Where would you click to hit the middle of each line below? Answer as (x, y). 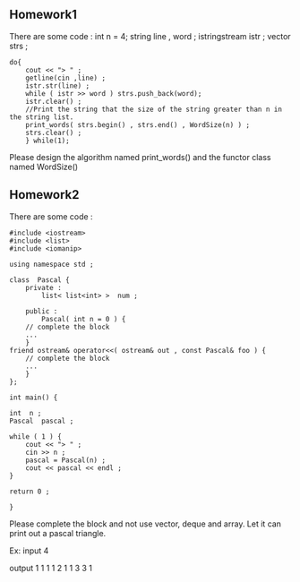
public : (42, 311)
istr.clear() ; (54, 101)
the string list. (42, 117)
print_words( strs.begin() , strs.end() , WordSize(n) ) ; (138, 124)
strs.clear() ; (54, 133)
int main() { (34, 398)
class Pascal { (39, 280)
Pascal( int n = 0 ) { (84, 319)
